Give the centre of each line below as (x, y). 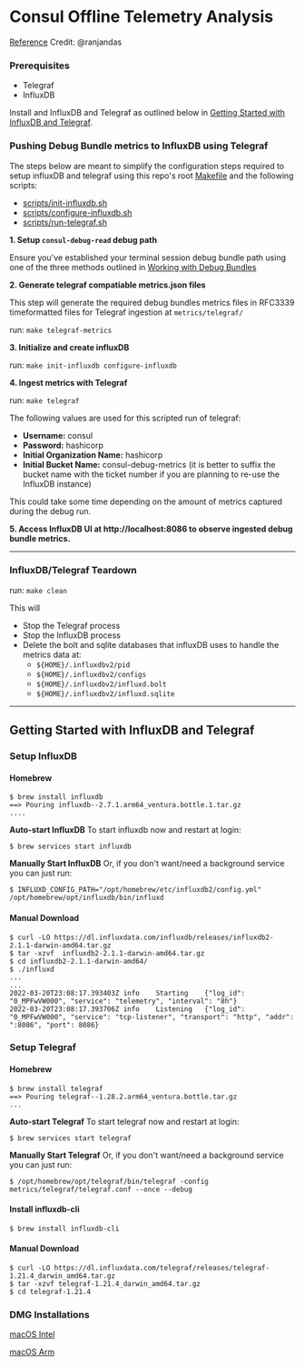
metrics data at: (52, 654)
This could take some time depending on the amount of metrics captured (146, 501)
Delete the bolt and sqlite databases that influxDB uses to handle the (151, 644)
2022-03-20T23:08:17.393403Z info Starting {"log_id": (128, 993)
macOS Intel (32, 1334)
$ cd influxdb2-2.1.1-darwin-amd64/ (79, 961)
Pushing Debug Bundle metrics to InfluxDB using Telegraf (139, 146)
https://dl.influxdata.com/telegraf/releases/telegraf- (162, 1268)
